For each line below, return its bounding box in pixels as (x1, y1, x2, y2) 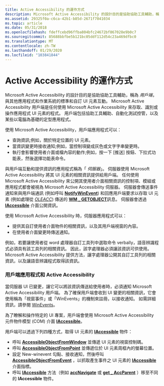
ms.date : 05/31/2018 (5, 25, 47, 30)
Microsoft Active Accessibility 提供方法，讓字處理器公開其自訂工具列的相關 (5, 252, 156, 258)
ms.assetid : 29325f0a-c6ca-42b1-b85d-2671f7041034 (5, 16, 110, 21)
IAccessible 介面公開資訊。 (5, 203, 61, 208)
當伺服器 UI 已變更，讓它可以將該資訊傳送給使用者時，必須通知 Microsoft (5, 284, 152, 289)
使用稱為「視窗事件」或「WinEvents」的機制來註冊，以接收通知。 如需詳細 (5, 296, 156, 302)
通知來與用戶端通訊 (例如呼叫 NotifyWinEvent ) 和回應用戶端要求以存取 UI (5, 190, 153, 196)
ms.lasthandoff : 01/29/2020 (5, 48, 62, 53)
